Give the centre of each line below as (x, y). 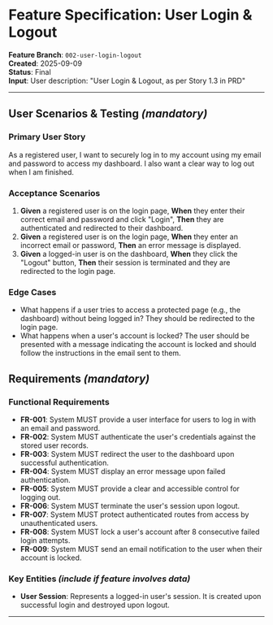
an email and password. (60, 428)
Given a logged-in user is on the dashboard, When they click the (129, 254)
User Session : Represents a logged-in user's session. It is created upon (141, 597)
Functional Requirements (59, 401)
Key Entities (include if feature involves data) (100, 579)
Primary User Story (47, 137)
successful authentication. (65, 462)
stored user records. (54, 445)
